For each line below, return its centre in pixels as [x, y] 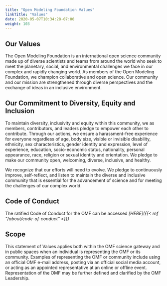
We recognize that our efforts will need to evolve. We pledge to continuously [84, 169]
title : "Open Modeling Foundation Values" [50, 10]
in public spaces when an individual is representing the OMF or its [73, 252]
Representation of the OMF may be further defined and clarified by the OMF [83, 273]
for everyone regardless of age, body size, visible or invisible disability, [78, 139]
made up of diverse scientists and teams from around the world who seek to [83, 61]
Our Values [23, 44]
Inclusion [20, 111]
